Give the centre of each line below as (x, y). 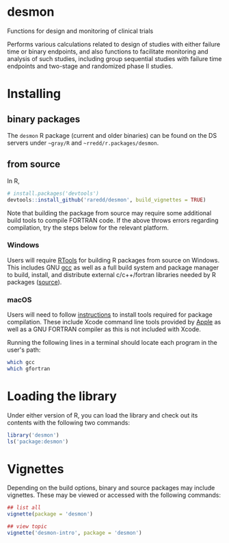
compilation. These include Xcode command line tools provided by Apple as (114, 322)
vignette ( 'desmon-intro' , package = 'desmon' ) (75, 533)
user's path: (24, 350)
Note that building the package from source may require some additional (109, 213)
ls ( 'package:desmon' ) (38, 442)
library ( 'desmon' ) (33, 435)
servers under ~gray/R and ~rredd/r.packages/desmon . (83, 143)
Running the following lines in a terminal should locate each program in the (112, 343)
